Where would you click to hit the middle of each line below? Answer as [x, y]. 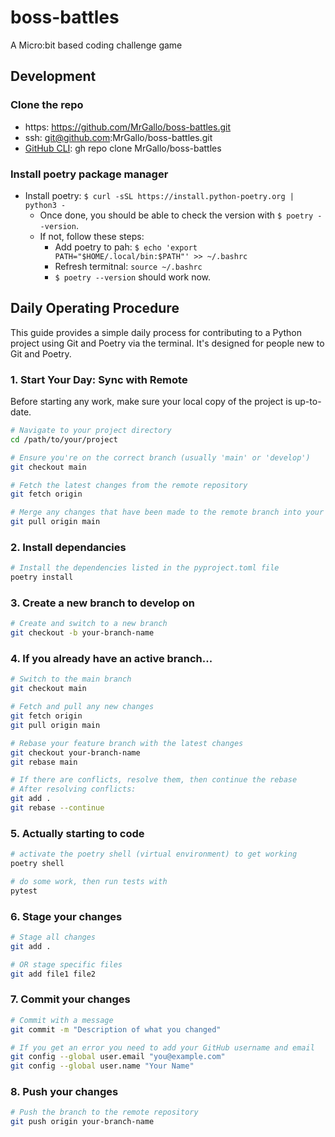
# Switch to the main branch [71, 679]
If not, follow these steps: [92, 236]
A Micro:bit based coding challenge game [96, 45]
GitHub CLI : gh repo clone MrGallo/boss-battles [123, 148]
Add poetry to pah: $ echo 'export [126, 247]
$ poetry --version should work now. [133, 277]
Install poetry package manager [89, 174]
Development [53, 76]
